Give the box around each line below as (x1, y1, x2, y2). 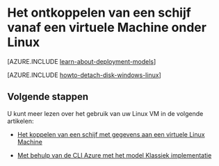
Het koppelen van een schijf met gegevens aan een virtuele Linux (17, 130, 205, 138)
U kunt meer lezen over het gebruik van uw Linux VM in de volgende (7, 109, 204, 117)
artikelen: (7, 117, 34, 125)
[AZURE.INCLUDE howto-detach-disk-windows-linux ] (7, 71, 161, 79)
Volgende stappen (7, 91, 89, 103)
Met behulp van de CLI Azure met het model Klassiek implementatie (17, 151, 212, 159)
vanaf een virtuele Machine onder (7, 19, 207, 35)
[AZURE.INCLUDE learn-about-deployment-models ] (7, 57, 156, 65)
